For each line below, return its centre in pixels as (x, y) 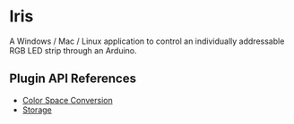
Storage (37, 110)
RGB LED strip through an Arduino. (73, 50)
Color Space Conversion (68, 100)
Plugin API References (73, 79)
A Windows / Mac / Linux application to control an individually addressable (147, 41)
